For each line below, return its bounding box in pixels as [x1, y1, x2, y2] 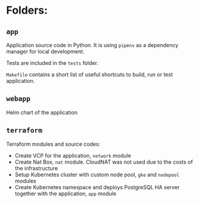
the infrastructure [14, 164, 58, 171]
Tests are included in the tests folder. [6, 60, 98, 66]
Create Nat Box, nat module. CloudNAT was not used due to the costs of [14, 158, 193, 165]
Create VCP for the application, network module [14, 152, 131, 159]
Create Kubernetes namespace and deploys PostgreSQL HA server [14, 183, 180, 190]
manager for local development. [6, 48, 85, 55]
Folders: [6, 4, 48, 17]
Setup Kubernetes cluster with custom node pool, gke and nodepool [14, 171, 180, 178]
